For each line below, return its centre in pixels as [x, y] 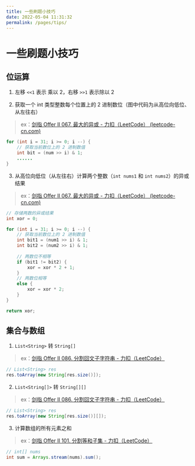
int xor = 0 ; [22, 218]
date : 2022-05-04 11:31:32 [39, 17]
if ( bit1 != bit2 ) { [42, 262]
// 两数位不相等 [34, 257]
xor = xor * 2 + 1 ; [51, 267]
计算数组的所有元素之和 [43, 428]
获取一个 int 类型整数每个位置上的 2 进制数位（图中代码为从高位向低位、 [102, 105]
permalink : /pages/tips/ [37, 22]
